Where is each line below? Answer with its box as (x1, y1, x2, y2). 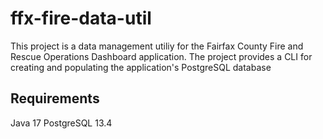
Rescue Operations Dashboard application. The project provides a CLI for (10, 50, 313, 62)
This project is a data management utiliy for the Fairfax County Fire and (10, 40, 304, 52)
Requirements (10, 90, 100, 107)
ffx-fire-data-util (10, 7, 152, 30)
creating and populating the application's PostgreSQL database (10, 61, 272, 73)
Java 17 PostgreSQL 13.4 (10, 117, 113, 129)
